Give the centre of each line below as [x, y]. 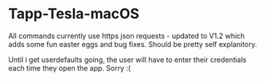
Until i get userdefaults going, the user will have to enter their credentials [127, 60]
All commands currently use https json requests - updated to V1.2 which [127, 36]
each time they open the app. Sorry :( [70, 67]
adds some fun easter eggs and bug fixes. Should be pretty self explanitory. [132, 44]
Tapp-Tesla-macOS [74, 14]
